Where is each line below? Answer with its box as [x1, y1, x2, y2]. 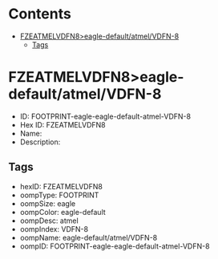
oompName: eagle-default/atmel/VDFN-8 [19, 233, 158, 242]
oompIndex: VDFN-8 [19, 224, 89, 233]
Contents [8, 5, 72, 23]
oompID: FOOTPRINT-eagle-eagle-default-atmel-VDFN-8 [19, 241, 210, 251]
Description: [19, 137, 61, 147]
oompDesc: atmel [19, 216, 79, 225]
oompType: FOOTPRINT [19, 190, 99, 200]
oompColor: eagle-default [19, 207, 106, 217]
